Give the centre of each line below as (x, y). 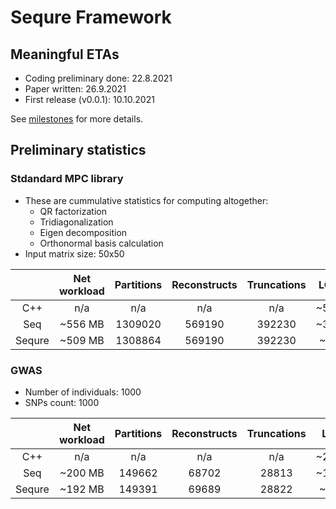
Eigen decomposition (83, 232)
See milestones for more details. (77, 119)
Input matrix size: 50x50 (74, 253)
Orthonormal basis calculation (101, 243)
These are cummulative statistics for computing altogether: (146, 200)
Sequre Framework (91, 17)
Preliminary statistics (78, 150)
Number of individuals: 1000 (83, 392)
